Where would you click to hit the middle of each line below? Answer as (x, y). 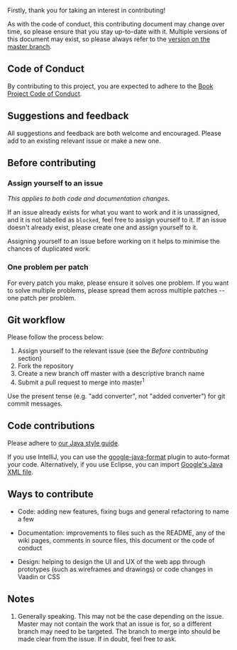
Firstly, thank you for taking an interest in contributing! (86, 10)
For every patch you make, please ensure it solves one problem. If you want (118, 283)
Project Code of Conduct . (45, 93)
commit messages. (35, 403)
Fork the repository (46, 366)
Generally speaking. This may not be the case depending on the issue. (121, 616)
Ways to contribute (50, 494)
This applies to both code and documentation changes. (89, 199)
